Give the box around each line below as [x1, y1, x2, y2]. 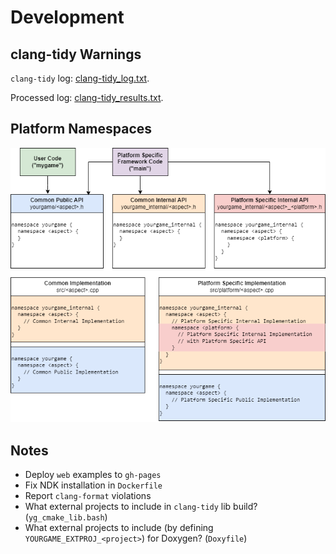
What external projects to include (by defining [24, 522, 214, 534]
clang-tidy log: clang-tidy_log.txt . [10, 72, 150, 84]
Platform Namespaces [10, 121, 153, 138]
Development [10, 6, 125, 29]
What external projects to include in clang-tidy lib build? [24, 501, 258, 513]
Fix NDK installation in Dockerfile [24, 479, 163, 491]
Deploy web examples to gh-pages [24, 469, 162, 481]
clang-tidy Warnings [10, 46, 142, 63]
